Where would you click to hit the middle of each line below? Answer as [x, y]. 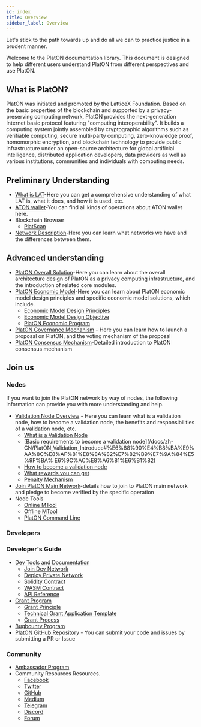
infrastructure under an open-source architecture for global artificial [90, 149]
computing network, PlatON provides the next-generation [105, 117]
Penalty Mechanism [48, 479]
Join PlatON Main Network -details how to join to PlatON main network [101, 485]
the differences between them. [53, 239]
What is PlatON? [37, 90]
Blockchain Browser [40, 220]
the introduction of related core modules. [65, 285]
